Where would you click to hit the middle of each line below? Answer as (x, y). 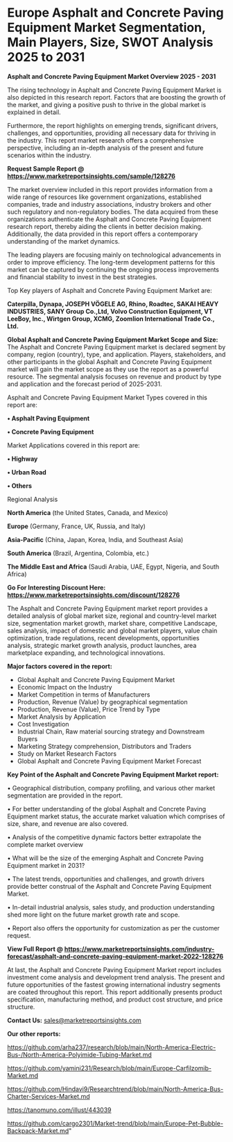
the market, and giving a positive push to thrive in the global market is (107, 104)
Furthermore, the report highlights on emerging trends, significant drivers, (113, 125)
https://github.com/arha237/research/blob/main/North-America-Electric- (112, 1047)
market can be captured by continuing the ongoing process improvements (113, 269)
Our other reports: (34, 1033)
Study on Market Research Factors (67, 754)
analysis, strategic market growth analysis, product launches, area (102, 645)
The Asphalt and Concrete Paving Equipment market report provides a (107, 608)
